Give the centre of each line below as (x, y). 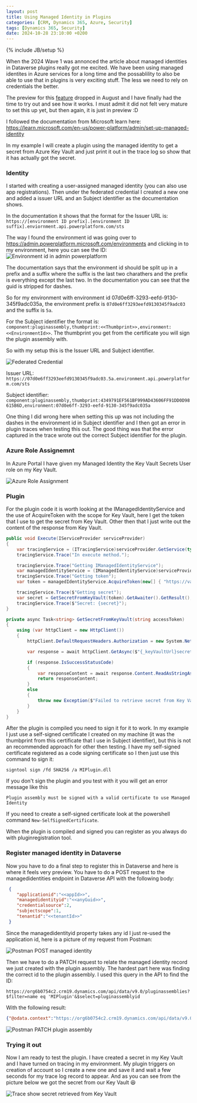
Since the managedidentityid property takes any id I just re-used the (89, 933)
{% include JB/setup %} (35, 50)
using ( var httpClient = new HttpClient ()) (71, 630)
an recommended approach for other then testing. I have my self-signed (93, 747)
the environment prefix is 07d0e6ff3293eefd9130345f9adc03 (115, 304)
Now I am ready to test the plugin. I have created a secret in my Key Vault (95, 1057)
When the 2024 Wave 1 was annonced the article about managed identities (97, 62)
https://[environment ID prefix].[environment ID (68, 222)
